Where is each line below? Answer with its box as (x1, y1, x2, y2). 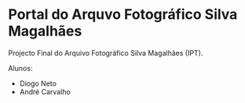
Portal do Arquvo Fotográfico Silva (8, 6, 238, 24)
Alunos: (8, 63, 33, 72)
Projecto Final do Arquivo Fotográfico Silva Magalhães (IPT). (8, 48, 203, 57)
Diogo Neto (19, 79, 57, 88)
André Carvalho (19, 86, 71, 96)
